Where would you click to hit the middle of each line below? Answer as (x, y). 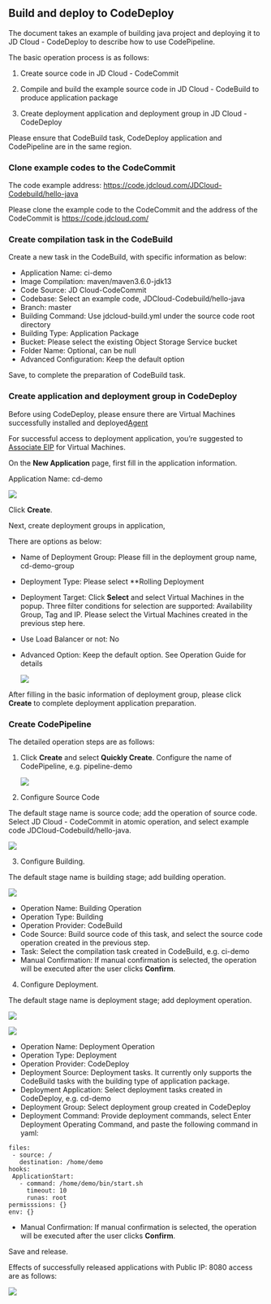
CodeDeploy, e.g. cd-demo (65, 1098)
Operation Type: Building (62, 917)
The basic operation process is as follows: (79, 57)
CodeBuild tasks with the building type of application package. (125, 1081)
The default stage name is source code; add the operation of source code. (133, 813)
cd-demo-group (47, 566)
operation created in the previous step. (85, 943)
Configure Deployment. (59, 985)
